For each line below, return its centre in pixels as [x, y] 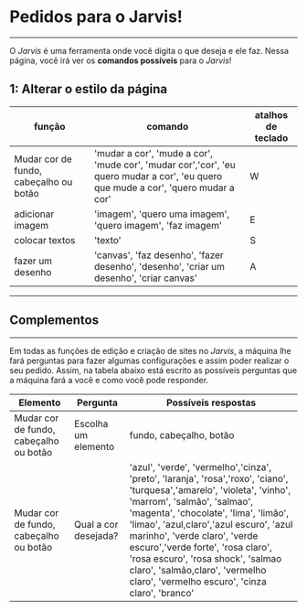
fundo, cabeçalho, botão [182, 434]
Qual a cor [96, 524]
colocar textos [45, 240]
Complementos [54, 321]
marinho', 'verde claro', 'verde [194, 535]
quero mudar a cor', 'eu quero [159, 176]
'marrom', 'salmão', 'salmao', [191, 501]
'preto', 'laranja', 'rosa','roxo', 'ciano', [209, 478]
